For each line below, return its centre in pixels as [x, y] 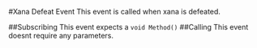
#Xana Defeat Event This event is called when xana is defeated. [115, 12]
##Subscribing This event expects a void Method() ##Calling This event [128, 27]
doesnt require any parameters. [61, 36]
